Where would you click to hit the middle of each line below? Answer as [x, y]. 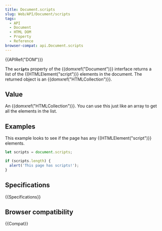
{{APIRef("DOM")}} [24, 59]
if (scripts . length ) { [28, 161]
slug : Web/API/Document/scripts [38, 14]
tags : [10, 18]
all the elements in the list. [31, 111]
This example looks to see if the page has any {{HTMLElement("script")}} [78, 138]
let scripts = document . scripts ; [39, 152]
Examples [20, 126]
